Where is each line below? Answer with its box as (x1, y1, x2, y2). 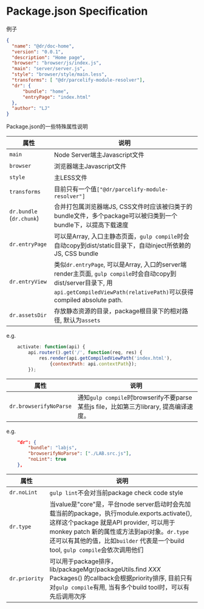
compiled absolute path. (53, 296, 123, 304)
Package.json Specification (6, 4, 148, 18)
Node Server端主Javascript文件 (53, 151, 144, 159)
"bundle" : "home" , (22, 88, 69, 94)
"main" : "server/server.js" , (12, 66, 86, 72)
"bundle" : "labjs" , (28, 445, 78, 451)
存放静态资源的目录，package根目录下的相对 (53, 307, 182, 315)
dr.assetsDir (9, 312, 47, 319)
